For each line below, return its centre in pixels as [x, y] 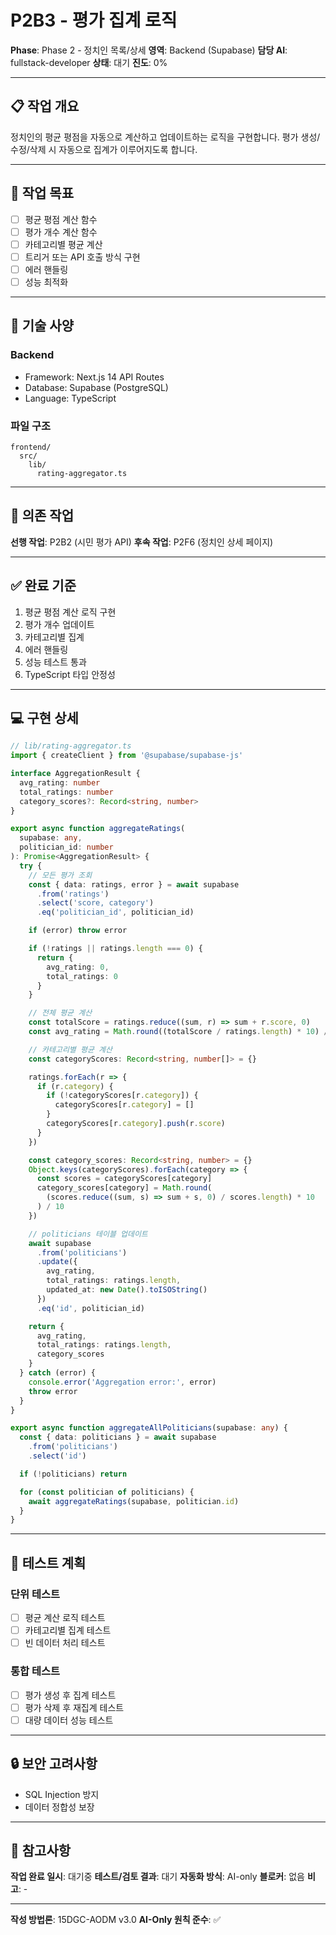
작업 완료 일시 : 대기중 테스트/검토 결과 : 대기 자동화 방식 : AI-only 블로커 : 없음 [157, 1877]
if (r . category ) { [75, 1086]
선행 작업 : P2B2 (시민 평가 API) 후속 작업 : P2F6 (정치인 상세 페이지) [142, 542]
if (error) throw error [78, 931]
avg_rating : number [60, 782]
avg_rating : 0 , [78, 967]
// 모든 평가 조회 [60, 875]
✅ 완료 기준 [43, 586]
